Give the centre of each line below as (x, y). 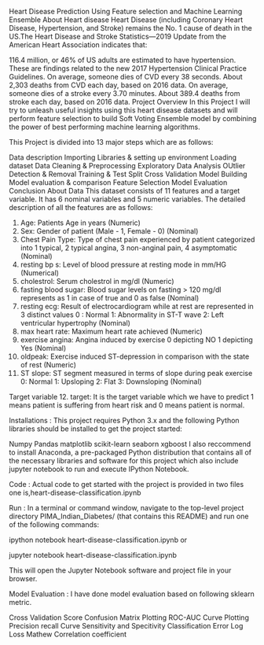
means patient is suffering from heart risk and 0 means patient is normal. (127, 405)
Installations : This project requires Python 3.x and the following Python (124, 420)
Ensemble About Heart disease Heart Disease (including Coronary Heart (126, 20)
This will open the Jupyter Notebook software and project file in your (120, 570)
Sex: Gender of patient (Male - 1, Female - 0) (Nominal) (109, 231)
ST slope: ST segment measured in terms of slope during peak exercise (136, 373)
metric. (20, 602)
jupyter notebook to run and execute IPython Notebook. (99, 469)
